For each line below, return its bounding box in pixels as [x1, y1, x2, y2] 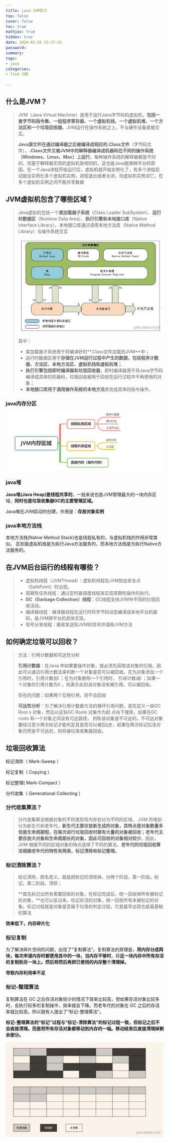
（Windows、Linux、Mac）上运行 [18, 154, 90, 160]
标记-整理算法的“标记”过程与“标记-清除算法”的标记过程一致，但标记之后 [6, 1019, 156, 1025]
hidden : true [6, 35, 33, 40]
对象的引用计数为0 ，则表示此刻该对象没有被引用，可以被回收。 [22, 681, 154, 687]
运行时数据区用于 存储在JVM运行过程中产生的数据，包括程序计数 [25, 355, 159, 361]
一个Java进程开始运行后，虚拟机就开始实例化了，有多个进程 [31, 166, 156, 172]
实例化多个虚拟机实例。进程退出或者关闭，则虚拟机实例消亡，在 [31, 172, 163, 178]
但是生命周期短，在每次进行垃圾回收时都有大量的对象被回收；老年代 [18, 829, 159, 835]
